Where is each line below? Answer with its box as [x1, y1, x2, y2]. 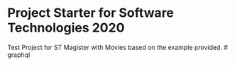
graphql [7, 51, 31, 59]
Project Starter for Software [7, 5, 174, 21]
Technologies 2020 [7, 20, 125, 36]
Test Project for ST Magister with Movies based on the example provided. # [7, 43, 229, 51]
